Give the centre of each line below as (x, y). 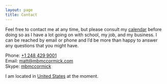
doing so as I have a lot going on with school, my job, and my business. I (81, 35)
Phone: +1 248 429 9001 (31, 55)
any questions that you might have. (42, 45)
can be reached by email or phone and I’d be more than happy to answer (81, 40)
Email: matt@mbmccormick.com (39, 61)
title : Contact (21, 15)
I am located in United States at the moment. (52, 76)
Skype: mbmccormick (28, 66)
